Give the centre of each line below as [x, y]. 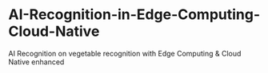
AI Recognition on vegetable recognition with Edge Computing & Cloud [125, 53]
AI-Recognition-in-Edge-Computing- [134, 15]
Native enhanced [36, 62]
